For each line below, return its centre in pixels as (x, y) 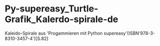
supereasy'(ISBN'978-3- (129, 33)
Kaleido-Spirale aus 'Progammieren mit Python (54, 33)
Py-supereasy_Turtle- (52, 9)
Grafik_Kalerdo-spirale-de (61, 19)
